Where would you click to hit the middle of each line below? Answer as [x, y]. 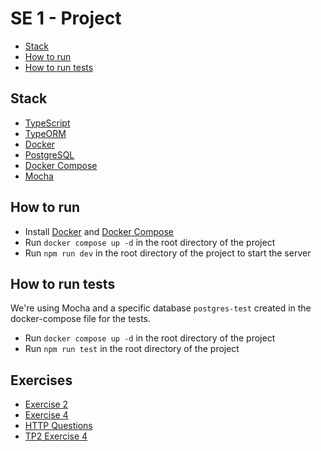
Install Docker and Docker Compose [99, 231]
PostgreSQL [49, 154]
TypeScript [47, 123]
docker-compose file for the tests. [81, 319]
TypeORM [45, 133]
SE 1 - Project [66, 18]
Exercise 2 [46, 404]
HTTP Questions [58, 426]
